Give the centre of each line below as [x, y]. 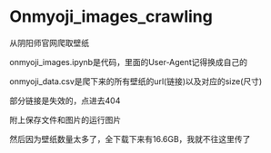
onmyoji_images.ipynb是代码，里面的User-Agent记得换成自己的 [129, 62]
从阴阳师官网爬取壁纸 [49, 43]
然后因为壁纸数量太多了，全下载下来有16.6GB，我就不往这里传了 [130, 139]
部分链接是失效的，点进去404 [65, 100]
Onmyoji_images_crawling [111, 17]
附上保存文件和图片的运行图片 [65, 120]
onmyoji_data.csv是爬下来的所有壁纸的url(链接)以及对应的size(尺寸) [136, 81]
